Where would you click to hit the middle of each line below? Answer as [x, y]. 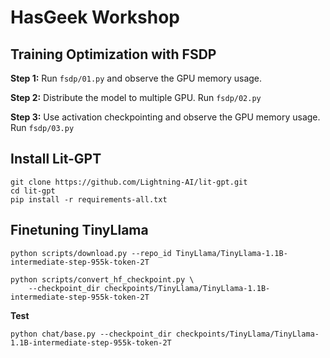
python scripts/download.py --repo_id [91, 253]
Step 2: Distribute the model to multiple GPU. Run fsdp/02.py [136, 97]
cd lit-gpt [33, 191]
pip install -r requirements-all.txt [89, 199]
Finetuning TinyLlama [79, 230]
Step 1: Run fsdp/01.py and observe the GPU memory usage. [136, 78]
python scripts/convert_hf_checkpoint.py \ [102, 279]
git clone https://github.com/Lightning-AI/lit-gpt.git [129, 182]
